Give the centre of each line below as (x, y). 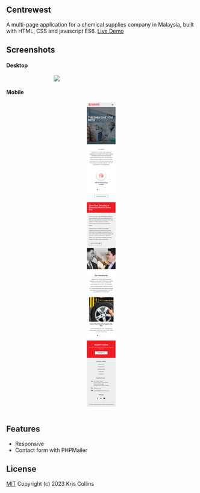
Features (23, 429)
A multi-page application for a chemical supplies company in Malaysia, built (100, 24)
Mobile (15, 92)
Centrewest (29, 10)
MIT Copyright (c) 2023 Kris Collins (50, 483)
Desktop (17, 65)
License (21, 469)
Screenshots (31, 50)
